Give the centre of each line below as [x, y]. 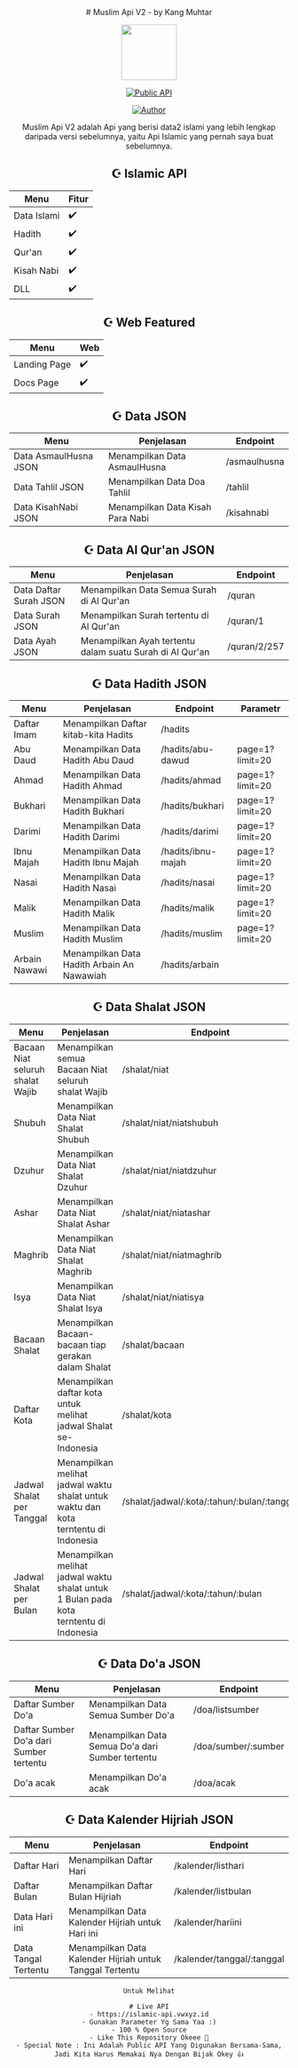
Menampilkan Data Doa [157, 481]
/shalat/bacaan [153, 1345]
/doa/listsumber [227, 1709]
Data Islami [37, 216]
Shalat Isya [80, 1308]
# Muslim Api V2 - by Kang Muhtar [149, 12]
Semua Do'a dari [123, 1746]
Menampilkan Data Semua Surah [149, 590]
